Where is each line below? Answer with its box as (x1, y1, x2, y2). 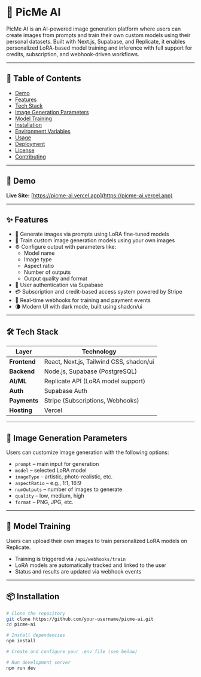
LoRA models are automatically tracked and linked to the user (14, 562, 166, 569)
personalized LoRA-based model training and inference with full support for (6, 44, 193, 51)
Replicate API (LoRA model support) (44, 377, 145, 385)
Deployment (14, 140, 45, 147)
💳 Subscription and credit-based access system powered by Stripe (14, 288, 182, 295)
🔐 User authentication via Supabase (14, 281, 103, 289)
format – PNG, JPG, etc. (14, 499, 74, 505)
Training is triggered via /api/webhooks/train (14, 555, 126, 562)
